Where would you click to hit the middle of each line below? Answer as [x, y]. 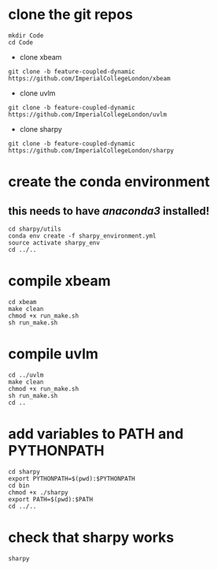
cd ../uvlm [26, 375]
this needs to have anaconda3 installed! [109, 211]
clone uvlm [37, 93]
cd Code [21, 42]
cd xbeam [22, 302]
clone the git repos [71, 15]
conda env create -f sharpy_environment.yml [82, 236]
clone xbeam [41, 57]
